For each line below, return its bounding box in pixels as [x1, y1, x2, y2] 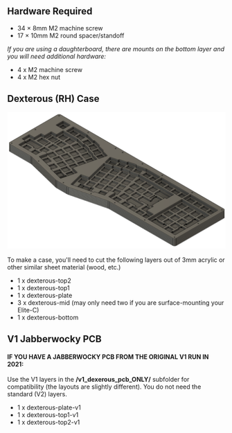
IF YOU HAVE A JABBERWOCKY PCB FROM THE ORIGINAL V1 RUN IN [7, 353, 209, 361]
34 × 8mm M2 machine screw [17, 24, 103, 32]
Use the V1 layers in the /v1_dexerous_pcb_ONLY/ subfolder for [7, 375, 190, 384]
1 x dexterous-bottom [17, 313, 79, 321]
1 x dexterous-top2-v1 [17, 418, 80, 427]
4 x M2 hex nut [17, 73, 61, 81]
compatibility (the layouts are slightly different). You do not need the [7, 382, 202, 391]
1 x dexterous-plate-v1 [17, 403, 81, 412]
